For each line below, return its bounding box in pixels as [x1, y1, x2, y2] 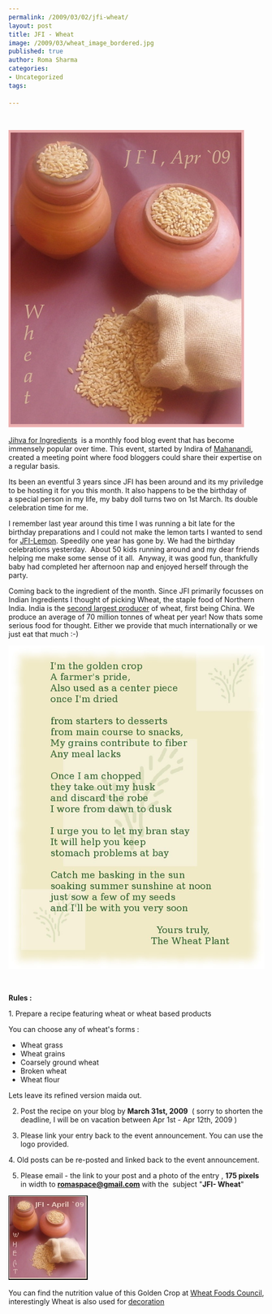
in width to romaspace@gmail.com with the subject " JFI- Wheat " [19, 1179, 244, 1189]
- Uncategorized [8, 73, 63, 81]
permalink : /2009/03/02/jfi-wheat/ [8, 13, 129, 21]
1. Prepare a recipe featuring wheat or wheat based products [8, 1008, 212, 1018]
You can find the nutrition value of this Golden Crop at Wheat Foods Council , [8, 1288, 265, 1298]
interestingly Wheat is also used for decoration [8, 1296, 165, 1306]
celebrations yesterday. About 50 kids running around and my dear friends [8, 544, 260, 554]
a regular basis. [8, 461, 61, 471]
